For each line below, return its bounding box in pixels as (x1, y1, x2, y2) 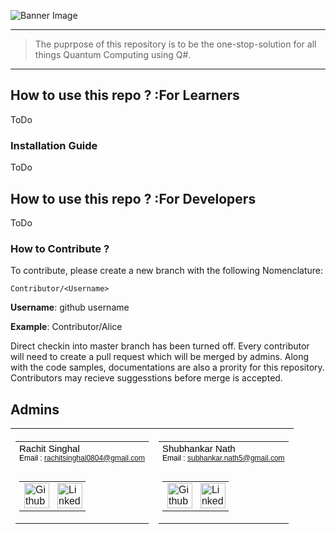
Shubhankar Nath (161, 442, 236, 454)
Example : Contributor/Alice (10, 321, 123, 333)
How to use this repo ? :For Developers (10, 190, 257, 207)
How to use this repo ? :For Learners (10, 87, 240, 104)
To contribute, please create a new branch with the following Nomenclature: (10, 265, 323, 277)
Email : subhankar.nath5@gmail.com (161, 453, 285, 463)
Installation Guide (10, 138, 98, 152)
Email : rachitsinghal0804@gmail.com (19, 453, 145, 463)
